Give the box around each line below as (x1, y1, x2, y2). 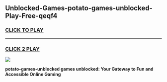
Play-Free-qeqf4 (5, 12, 58, 20)
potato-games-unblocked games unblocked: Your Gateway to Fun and (5, 66, 154, 72)
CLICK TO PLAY (5, 27, 44, 34)
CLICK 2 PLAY (5, 45, 40, 52)
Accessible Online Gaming (5, 71, 61, 77)
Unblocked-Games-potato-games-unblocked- (5, 4, 153, 12)
